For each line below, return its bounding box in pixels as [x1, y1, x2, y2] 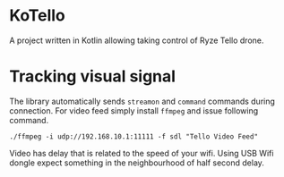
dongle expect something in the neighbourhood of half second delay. [9, 157, 264, 168]
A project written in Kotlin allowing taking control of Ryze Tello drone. [9, 35, 264, 46]
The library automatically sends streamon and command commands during [9, 96, 276, 106]
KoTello [9, 5, 65, 26]
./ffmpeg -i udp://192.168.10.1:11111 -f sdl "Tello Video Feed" [9, 131, 258, 141]
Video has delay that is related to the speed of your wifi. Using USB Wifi [9, 147, 274, 158]
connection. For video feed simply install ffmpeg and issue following [9, 105, 258, 116]
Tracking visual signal [9, 66, 176, 87]
